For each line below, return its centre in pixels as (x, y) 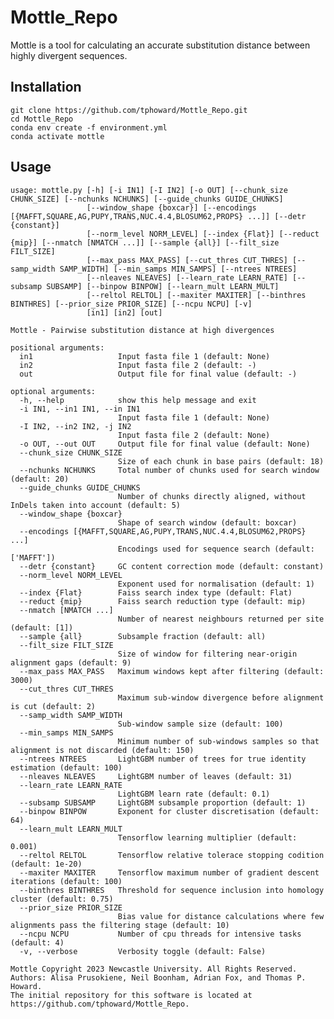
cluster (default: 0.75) (62, 899)
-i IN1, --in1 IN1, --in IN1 (80, 409)
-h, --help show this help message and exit (138, 400)
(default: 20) (40, 479)
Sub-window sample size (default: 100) (200, 724)
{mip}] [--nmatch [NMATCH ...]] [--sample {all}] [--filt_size (145, 242)
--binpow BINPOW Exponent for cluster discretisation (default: (169, 811)
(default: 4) (37, 942)
